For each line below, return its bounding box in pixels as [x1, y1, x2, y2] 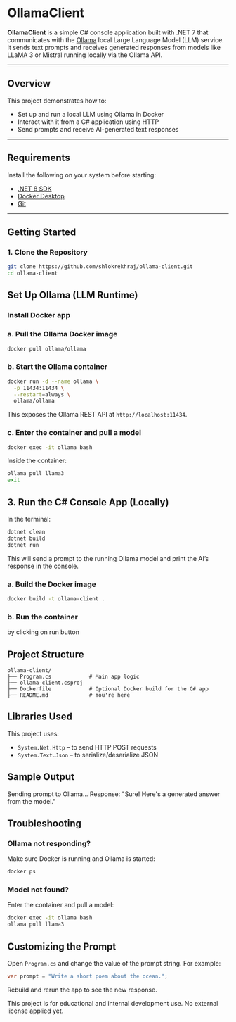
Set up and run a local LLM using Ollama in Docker [17, 110, 164, 118]
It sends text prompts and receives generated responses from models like [7, 43, 221, 51]
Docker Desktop [17, 191, 65, 200]
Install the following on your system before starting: [7, 170, 157, 179]
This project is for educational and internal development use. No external [7, 999, 218, 1007]
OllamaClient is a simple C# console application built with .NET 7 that [7, 28, 209, 37]
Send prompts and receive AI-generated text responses [17, 125, 179, 133]
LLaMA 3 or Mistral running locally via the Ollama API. [7, 51, 163, 59]
